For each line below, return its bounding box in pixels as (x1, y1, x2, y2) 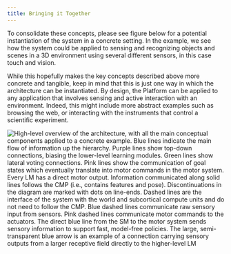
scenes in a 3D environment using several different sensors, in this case (7, 51, 212, 59)
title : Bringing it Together (7, 10, 91, 17)
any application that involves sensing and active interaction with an (7, 94, 198, 102)
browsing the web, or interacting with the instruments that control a (7, 108, 199, 117)
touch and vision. (7, 58, 57, 66)
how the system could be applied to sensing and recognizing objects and (7, 43, 215, 52)
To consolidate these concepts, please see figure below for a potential (7, 29, 207, 37)
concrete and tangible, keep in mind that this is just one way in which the (7, 79, 214, 87)
